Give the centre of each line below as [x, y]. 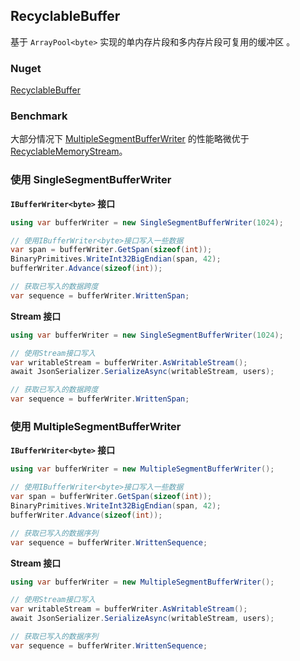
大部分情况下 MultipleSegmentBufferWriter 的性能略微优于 [130, 139]
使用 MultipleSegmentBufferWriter [96, 426]
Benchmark [39, 116]
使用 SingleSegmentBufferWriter [91, 180]
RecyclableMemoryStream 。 [69, 151]
